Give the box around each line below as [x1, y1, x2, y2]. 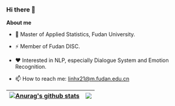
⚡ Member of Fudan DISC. [14, 43, 80, 50]
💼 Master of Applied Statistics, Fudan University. [14, 31, 136, 38]
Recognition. [14, 63, 47, 70]
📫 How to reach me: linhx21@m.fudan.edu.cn [14, 75, 130, 83]
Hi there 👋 [6, 5, 36, 14]
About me [6, 19, 32, 26]
